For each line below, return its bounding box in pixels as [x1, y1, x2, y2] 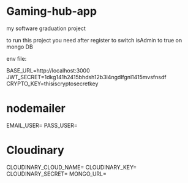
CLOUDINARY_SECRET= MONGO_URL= [6, 170, 107, 177]
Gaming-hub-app [6, 4, 97, 18]
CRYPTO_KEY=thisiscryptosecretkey [6, 80, 99, 87]
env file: [6, 55, 27, 62]
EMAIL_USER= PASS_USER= [6, 122, 78, 129]
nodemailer [6, 101, 66, 115]
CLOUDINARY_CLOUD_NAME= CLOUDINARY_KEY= [6, 163, 137, 171]
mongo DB [6, 43, 34, 50]
